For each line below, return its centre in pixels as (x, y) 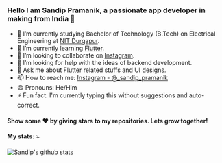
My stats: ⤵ (23, 136)
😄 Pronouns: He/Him (47, 88)
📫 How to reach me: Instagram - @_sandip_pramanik (92, 78)
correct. (28, 105)
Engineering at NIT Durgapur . (58, 41)
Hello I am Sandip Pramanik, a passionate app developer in (106, 10)
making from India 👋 (41, 18)
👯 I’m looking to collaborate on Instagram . (76, 55)
